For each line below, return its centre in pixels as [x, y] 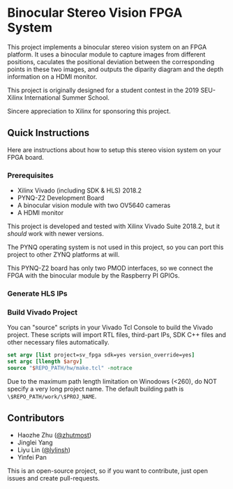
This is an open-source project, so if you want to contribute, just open [107, 471]
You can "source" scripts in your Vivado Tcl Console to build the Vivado [110, 328]
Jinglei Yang [35, 442]
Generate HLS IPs [37, 293]
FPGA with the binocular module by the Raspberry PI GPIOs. [93, 276]
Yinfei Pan [32, 457]
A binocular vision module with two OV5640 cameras [94, 205]
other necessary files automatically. [58, 343]
